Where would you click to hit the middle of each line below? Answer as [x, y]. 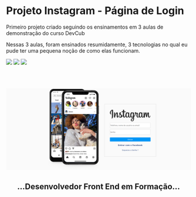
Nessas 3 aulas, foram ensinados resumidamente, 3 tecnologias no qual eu [97, 44]
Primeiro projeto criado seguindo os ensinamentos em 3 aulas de [85, 27]
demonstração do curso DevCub [45, 33]
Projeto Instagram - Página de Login [95, 11]
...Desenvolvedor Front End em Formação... [99, 186]
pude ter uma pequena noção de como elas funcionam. [73, 50]
